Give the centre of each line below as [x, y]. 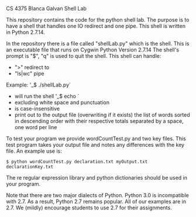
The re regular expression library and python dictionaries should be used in [97, 178]
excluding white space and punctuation [62, 102]
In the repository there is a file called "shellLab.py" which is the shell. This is [98, 44]
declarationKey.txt [30, 167]
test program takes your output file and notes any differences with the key [95, 145]
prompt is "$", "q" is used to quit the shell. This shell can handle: [84, 56]
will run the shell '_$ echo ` [47, 96]
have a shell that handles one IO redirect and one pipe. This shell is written [96, 26]
